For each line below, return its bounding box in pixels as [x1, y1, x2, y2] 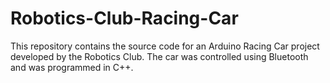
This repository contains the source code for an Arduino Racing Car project [10, 40, 320, 52]
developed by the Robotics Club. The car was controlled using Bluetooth [10, 50, 309, 62]
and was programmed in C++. [10, 61, 134, 73]
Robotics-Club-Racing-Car [10, 7, 239, 30]
